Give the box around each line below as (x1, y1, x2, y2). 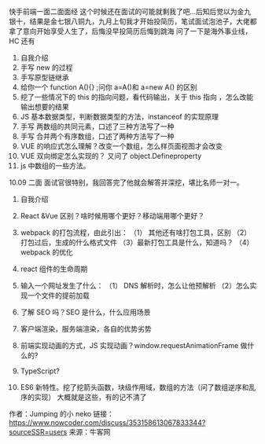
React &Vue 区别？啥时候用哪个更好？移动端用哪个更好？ (20, 211, 205, 220)
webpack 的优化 (20, 248, 73, 257)
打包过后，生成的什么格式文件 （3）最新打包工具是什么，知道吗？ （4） (20, 238, 254, 247)
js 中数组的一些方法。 (20, 161, 90, 171)
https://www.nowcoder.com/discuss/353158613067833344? (9, 418, 206, 427)
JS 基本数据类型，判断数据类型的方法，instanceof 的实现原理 (20, 112, 219, 121)
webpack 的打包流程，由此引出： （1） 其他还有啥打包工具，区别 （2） (20, 228, 251, 237)
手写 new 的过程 (20, 63, 73, 72)
